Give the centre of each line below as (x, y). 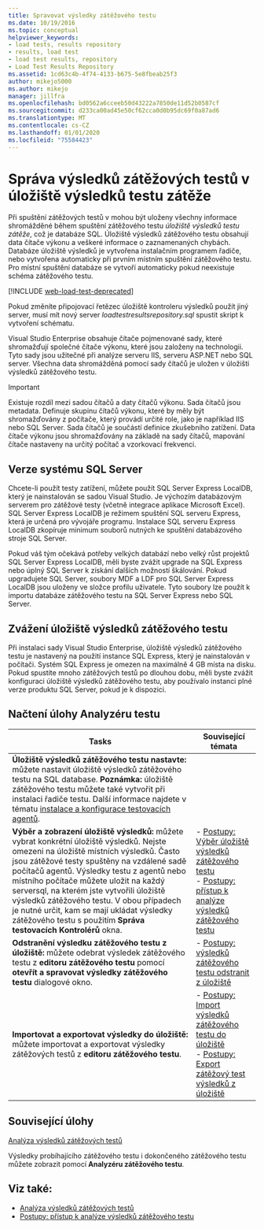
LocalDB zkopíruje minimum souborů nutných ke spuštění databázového (125, 530)
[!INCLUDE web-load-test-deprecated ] (71, 291)
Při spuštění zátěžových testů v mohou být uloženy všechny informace (123, 217)
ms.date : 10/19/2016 (42, 23)
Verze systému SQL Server (75, 469)
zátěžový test (221, 1074)
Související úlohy (51, 1121)
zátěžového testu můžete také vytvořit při (89, 789)
